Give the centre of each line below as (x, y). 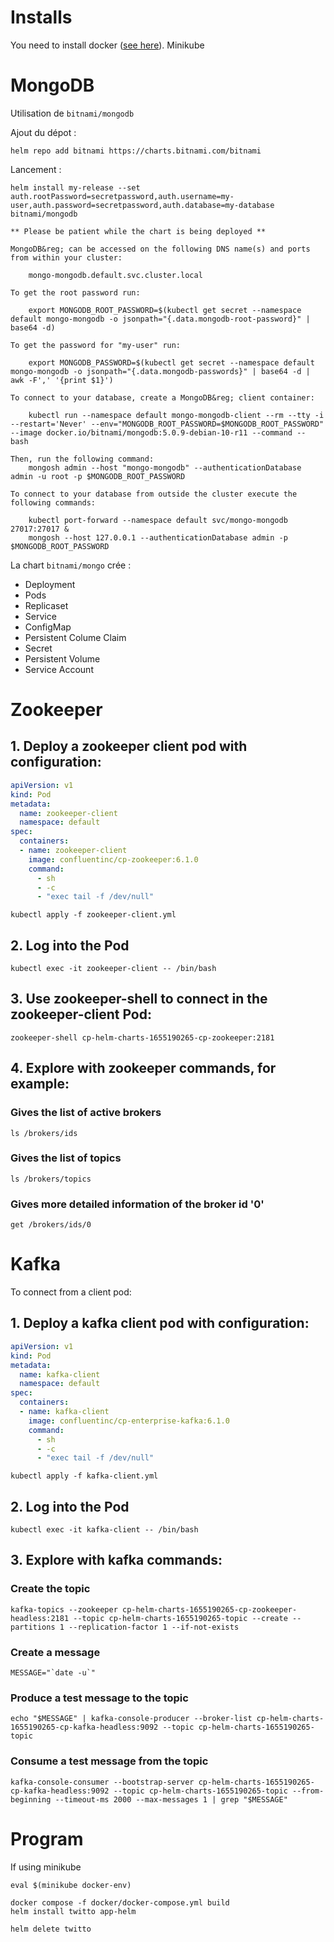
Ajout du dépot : (43, 132)
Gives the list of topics (66, 1158)
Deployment (50, 584)
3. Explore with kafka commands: (116, 1560)
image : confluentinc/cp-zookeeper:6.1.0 (113, 859)
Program (47, 1838)
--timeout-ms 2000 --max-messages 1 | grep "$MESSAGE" (171, 1799)
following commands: (53, 502)
